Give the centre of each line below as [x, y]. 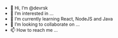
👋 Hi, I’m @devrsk [29, 8]
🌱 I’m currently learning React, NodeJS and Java [61, 19]
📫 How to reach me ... [34, 30]
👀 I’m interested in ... [32, 13]
